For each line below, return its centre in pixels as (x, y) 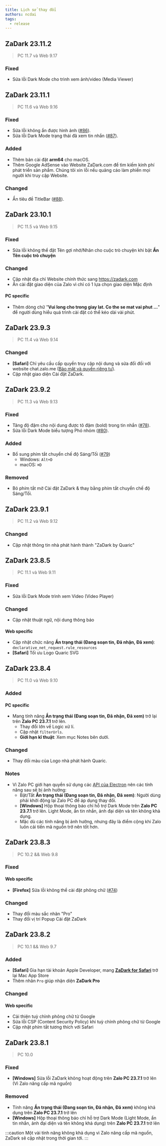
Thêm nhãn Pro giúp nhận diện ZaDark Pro (56, 981)
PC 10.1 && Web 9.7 (37, 946)
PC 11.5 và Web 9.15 (37, 226)
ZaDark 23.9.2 (28, 390)
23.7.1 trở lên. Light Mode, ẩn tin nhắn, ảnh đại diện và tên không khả (90, 811)
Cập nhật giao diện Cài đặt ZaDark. (48, 374)
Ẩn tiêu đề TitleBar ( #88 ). (38, 199)
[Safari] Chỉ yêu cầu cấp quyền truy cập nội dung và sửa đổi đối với (82, 363)
